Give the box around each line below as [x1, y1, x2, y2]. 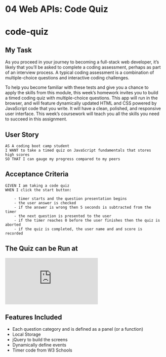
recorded [5, 231, 23, 236]
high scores [5, 152, 30, 157]
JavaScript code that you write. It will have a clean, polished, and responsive [5, 106, 161, 112]
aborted [5, 222, 21, 227]
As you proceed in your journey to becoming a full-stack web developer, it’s [5, 59, 159, 65]
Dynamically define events [12, 342, 67, 348]
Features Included [5, 313, 62, 322]
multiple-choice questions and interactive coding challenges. [5, 75, 129, 81]
